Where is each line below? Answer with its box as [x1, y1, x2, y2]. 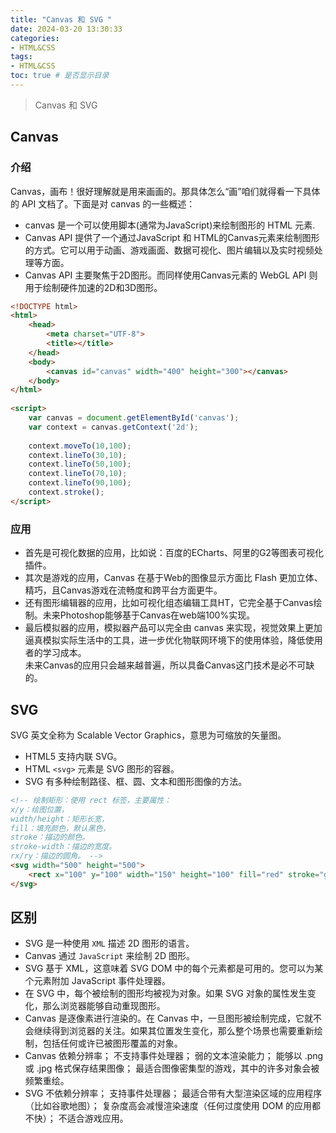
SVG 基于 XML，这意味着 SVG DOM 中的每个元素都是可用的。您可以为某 [24, 962, 324, 975]
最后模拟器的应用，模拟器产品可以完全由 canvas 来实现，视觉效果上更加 [24, 622, 323, 634]
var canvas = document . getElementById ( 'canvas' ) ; [28, 413, 240, 423]
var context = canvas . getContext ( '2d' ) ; [28, 422, 199, 432]
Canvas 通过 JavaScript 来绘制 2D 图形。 [24, 950, 195, 962]
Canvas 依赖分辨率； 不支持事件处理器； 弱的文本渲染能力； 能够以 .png [24, 1050, 324, 1062]
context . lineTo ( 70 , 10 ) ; [28, 469, 128, 479]
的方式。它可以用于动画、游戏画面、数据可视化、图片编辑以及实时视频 [24, 244, 315, 256]
